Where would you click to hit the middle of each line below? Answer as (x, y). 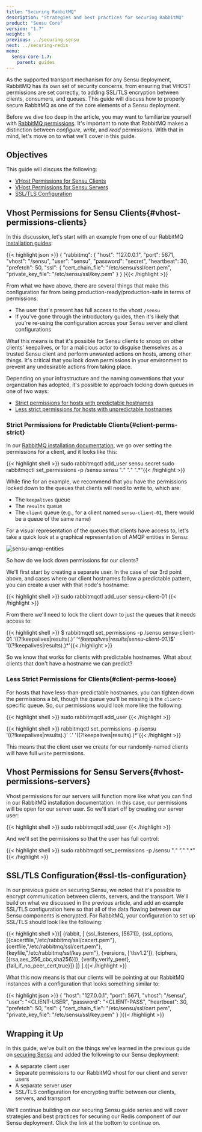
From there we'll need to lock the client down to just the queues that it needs (101, 615)
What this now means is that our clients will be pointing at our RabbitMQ (95, 978)
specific (16, 705)
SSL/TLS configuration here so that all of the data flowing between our (94, 909)
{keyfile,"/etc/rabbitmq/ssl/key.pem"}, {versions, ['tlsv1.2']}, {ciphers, (92, 953)
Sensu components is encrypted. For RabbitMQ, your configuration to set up (101, 916)
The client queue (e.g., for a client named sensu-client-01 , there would (104, 512)
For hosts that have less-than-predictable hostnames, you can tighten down (100, 692)
